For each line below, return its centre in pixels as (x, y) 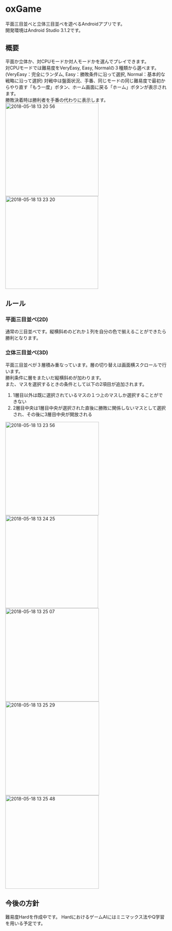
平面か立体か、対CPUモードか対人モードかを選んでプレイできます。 (77, 61)
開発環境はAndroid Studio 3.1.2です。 (44, 30)
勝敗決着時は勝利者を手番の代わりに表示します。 (57, 100)
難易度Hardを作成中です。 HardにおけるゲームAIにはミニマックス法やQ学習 (85, 917)
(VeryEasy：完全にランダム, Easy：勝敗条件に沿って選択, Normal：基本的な (85, 74)
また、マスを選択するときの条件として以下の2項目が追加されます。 (76, 384)
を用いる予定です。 (25, 923)
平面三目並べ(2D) (27, 320)
